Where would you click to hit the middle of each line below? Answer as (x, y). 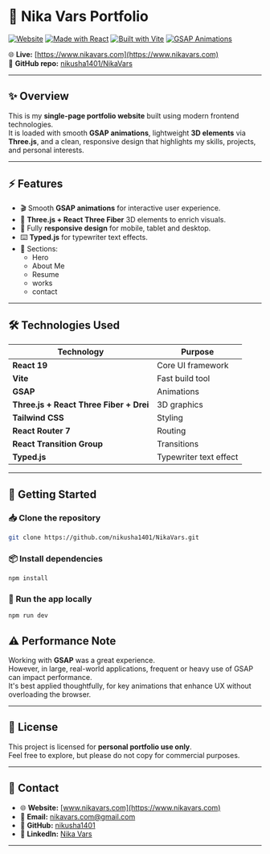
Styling (170, 418)
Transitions (178, 444)
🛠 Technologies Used (64, 325)
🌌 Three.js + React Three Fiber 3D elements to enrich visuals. (123, 219)
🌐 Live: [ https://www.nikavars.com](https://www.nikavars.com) (114, 54)
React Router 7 (41, 431)
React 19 (30, 366)
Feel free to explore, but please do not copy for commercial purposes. (124, 755)
